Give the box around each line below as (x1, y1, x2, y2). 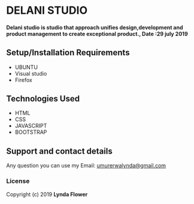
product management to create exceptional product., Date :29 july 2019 (6, 30, 188, 37)
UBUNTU (14, 64, 38, 71)
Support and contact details (6, 146, 113, 156)
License (6, 177, 30, 185)
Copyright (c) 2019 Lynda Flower (6, 190, 88, 198)
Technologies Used (6, 94, 80, 104)
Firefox (14, 76, 33, 83)
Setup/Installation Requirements (6, 47, 130, 58)
